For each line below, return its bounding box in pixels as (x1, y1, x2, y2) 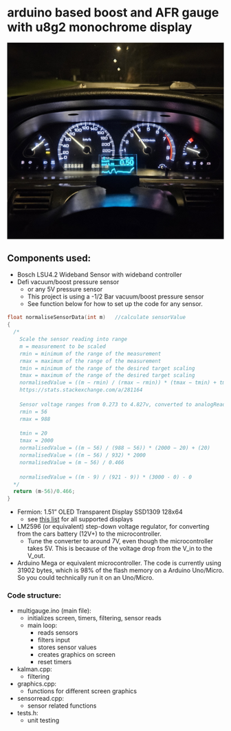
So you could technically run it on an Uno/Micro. (16, 574, 155, 582)
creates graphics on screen (37, 650, 115, 658)
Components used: (7, 252, 91, 264)
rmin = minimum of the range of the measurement (19, 350, 162, 357)
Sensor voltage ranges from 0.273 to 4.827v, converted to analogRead (19, 401, 226, 408)
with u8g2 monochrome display (7, 19, 192, 35)
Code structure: (7, 591, 62, 600)
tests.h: (16, 708, 38, 717)
